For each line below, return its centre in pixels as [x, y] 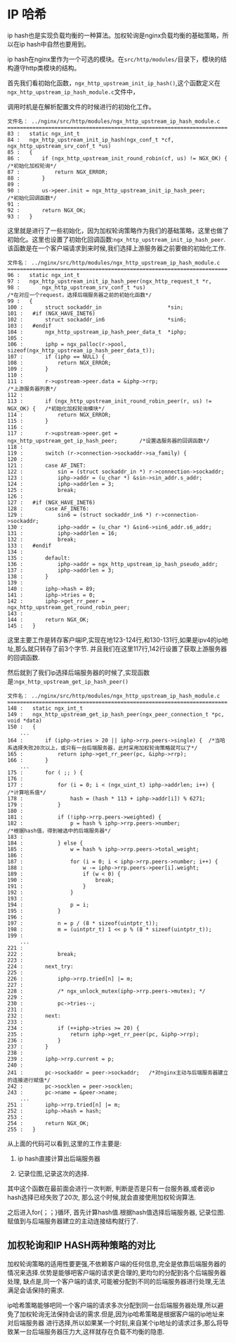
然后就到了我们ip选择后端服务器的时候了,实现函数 [78, 672]
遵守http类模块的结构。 [47, 68]
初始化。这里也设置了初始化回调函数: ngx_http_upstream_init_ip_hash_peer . [117, 239]
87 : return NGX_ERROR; [58, 172]
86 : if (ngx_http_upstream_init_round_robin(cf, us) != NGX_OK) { [118, 158]
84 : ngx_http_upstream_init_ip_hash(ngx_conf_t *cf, [91, 140]
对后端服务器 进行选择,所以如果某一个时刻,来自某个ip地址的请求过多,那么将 [115, 1323]
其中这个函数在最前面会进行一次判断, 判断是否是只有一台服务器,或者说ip [111, 1188]
